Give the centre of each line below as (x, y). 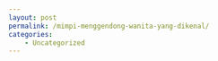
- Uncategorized (55, 43)
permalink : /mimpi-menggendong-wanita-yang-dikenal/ (109, 26)
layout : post (33, 17)
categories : (31, 34)
